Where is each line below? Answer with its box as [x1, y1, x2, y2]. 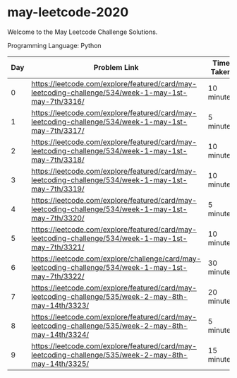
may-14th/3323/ [31, 300, 90, 310]
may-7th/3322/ [31, 271, 85, 281]
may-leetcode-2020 [7, 4, 129, 20]
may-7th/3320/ [31, 213, 85, 223]
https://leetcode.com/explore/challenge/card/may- [31, 254, 202, 264]
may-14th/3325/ [31, 358, 90, 368]
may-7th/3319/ [31, 184, 85, 194]
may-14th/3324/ [31, 329, 90, 339]
